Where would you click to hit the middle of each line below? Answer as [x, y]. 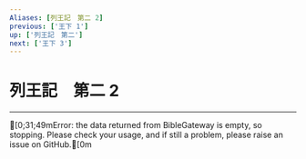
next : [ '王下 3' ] [41, 43]
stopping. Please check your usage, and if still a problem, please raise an [147, 135]
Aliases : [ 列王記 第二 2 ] [56, 18]
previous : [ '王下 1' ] [49, 26]
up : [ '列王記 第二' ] [46, 35]
